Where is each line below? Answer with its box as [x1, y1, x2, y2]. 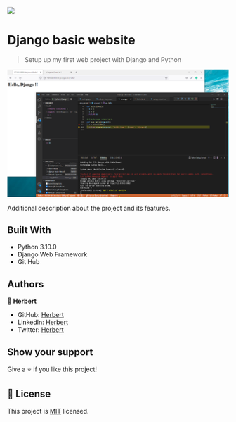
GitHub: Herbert [17, 311, 65, 319]
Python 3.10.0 [17, 243, 58, 252]
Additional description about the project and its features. [7, 204, 171, 212]
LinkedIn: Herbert [17, 318, 69, 327]
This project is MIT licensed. [7, 407, 89, 415]
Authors [7, 278, 44, 290]
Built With [7, 224, 51, 236]
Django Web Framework [17, 250, 88, 259]
